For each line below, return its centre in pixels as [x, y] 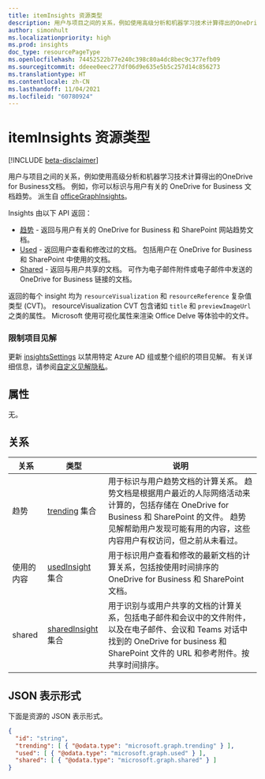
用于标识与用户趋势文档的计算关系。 [175, 481]
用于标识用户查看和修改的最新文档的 [175, 555]
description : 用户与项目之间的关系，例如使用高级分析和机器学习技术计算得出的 [122, 23]
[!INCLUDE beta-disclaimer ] [53, 160]
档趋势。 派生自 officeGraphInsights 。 [70, 196]
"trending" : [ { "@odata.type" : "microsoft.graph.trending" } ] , [125, 746]
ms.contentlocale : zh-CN [49, 81]
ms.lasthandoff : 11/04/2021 [54, 89]
